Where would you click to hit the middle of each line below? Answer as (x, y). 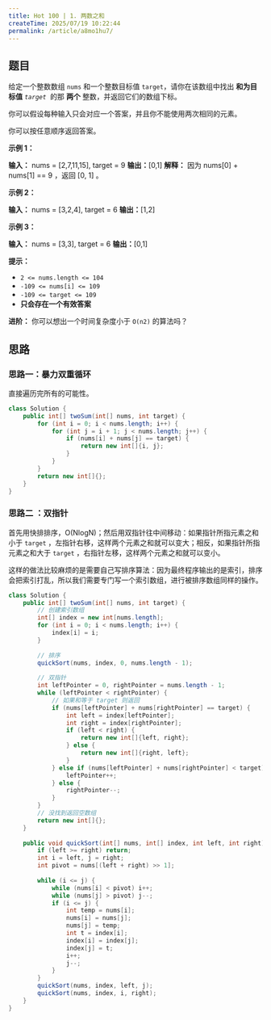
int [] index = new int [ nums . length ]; (100, 618)
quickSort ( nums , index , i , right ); (97, 993)
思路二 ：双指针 (38, 514)
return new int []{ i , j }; (122, 446)
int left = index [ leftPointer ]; (120, 716)
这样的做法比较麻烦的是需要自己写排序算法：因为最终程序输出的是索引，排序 (135, 569)
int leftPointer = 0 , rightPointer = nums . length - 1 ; (131, 686)
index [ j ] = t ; (90, 948)
